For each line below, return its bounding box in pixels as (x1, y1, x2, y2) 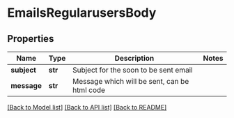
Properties (7, 33, 54, 45)
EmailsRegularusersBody (7, 5, 157, 21)
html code (72, 85, 106, 95)
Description (114, 54, 155, 63)
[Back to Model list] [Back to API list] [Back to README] (7, 103, 167, 111)
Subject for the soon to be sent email (72, 65, 193, 75)
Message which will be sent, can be (72, 77, 189, 86)
